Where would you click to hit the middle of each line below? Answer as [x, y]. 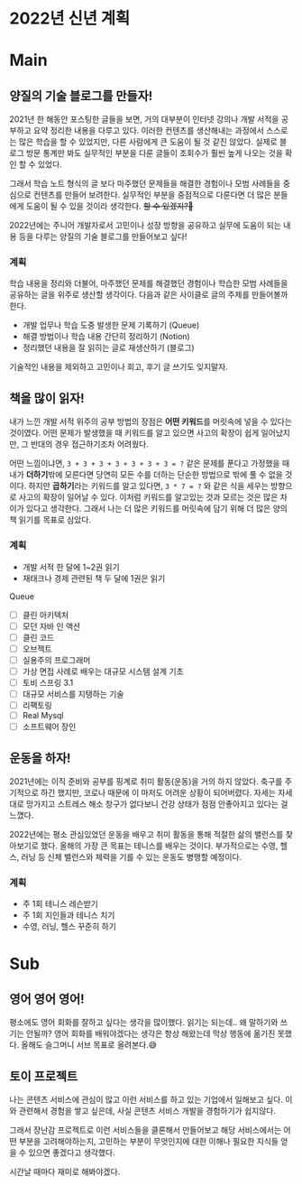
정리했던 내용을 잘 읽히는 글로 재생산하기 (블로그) [109, 347]
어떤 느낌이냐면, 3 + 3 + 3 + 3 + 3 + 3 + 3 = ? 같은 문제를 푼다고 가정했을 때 [150, 463]
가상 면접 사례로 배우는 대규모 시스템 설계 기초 [103, 671]
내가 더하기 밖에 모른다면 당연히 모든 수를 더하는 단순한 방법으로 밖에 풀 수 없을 [146, 475]
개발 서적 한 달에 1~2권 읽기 [71, 567]
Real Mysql [43, 716]
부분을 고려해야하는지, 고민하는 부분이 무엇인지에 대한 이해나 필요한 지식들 [149, 1142]
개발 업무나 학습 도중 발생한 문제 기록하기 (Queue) [111, 325]
